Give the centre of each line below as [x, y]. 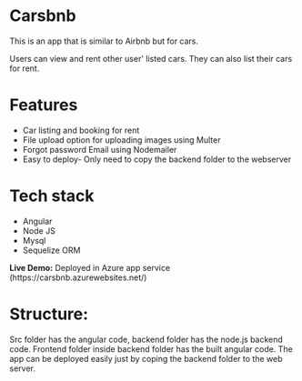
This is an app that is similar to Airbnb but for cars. [104, 41]
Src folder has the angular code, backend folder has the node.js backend [146, 339]
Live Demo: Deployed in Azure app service [90, 267]
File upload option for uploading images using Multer [121, 140]
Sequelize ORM [51, 250]
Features [44, 105]
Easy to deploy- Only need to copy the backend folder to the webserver [157, 159]
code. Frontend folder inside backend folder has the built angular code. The [151, 349]
